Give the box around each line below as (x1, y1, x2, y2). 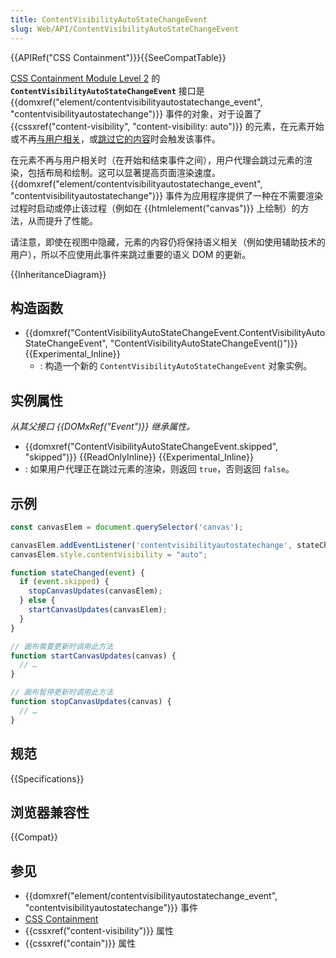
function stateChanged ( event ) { (10, 567, 145, 578)
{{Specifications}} (10, 772, 85, 785)
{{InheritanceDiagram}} (10, 268, 107, 280)
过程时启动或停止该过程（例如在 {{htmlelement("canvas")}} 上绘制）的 (10, 202, 301, 214)
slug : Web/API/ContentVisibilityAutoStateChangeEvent (10, 24, 240, 34)
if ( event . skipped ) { (19, 577, 110, 587)
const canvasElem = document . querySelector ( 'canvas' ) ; (10, 522, 244, 532)
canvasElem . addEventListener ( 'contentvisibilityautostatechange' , (10, 540, 293, 550)
